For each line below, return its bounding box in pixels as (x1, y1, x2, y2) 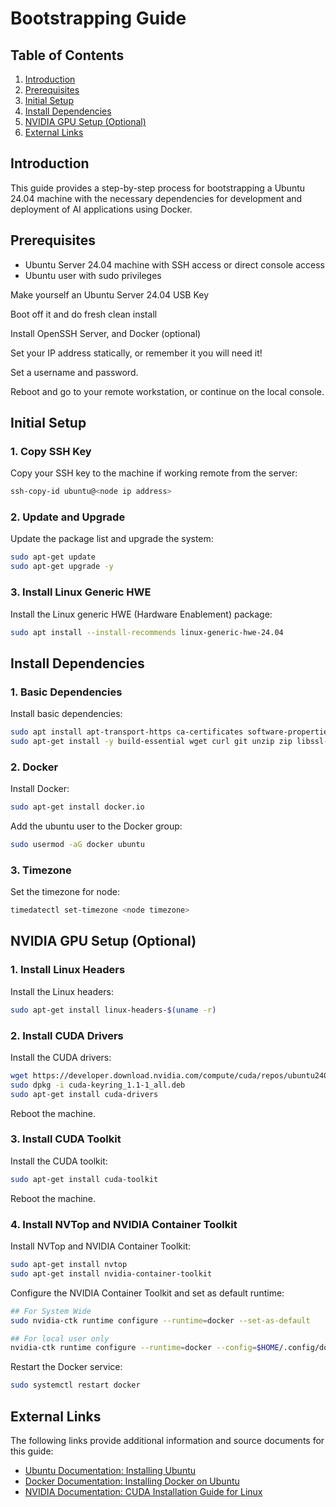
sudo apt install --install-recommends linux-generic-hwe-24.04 (10, 627, 284, 637)
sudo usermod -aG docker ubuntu (10, 840, 145, 850)
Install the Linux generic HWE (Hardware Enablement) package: (10, 608, 273, 620)
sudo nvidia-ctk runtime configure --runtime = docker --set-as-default (10, 1315, 311, 1326)
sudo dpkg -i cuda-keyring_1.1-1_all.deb (10, 1080, 186, 1090)
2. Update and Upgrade (10, 510, 126, 524)
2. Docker (10, 760, 59, 774)
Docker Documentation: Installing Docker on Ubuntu (24, 1475, 240, 1487)
